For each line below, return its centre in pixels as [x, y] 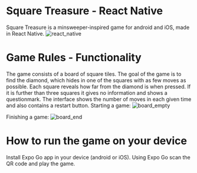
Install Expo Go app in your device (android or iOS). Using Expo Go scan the [98, 157]
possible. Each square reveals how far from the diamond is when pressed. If [98, 86]
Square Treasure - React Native [85, 11]
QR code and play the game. [41, 164]
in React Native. [25, 33]
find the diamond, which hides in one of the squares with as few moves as [96, 80]
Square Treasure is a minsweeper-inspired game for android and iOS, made [98, 27]
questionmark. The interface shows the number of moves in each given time [99, 99]
